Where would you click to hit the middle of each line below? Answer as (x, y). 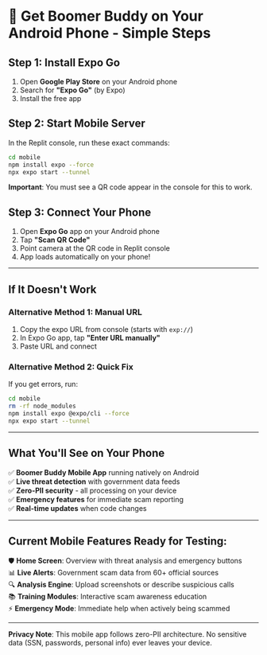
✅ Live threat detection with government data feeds (94, 482)
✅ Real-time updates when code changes (77, 508)
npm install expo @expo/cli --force (69, 413)
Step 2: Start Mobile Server (77, 124)
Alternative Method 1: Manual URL (75, 312)
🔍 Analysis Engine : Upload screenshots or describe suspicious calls (121, 585)
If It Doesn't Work (52, 289)
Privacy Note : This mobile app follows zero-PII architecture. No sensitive (128, 634)
